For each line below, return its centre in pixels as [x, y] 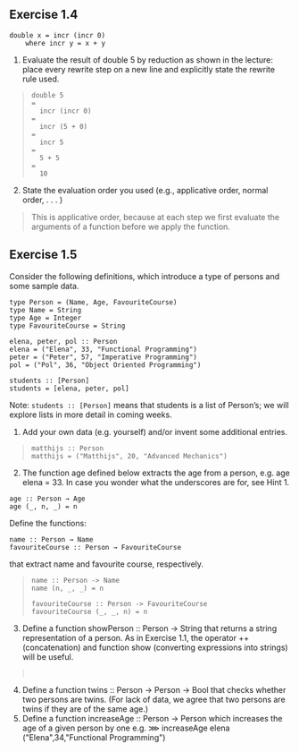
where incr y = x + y [65, 43]
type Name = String [46, 310]
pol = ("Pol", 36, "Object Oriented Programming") [105, 365]
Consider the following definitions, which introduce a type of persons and [145, 276]
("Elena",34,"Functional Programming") [94, 737]
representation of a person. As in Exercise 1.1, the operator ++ [136, 637]
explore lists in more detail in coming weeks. [91, 414]
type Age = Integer [46, 318]
